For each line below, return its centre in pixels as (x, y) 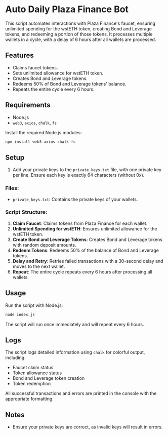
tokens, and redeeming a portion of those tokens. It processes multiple (79, 34)
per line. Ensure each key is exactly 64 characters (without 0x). (78, 175)
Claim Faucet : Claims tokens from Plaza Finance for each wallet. (80, 223)
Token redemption (32, 384)
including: (16, 358)
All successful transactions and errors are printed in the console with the (81, 393)
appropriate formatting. (30, 399)
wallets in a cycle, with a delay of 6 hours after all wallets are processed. (81, 39)
